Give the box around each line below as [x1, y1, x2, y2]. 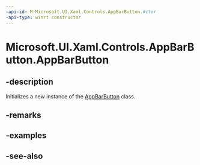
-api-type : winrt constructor [5, 14, 82, 20]
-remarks [5, 110, 41, 120]
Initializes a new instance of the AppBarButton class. [5, 92, 136, 100]
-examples [5, 130, 47, 141]
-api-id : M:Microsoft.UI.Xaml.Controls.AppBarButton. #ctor [5, 8, 157, 15]
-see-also [5, 151, 43, 161]
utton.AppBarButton [5, 53, 109, 67]
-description [5, 77, 53, 87]
